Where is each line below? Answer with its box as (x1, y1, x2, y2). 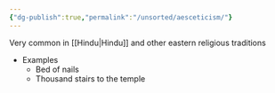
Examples (21, 54, 59, 65)
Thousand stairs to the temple (35, 73, 146, 84)
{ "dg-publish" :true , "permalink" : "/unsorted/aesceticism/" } (9, 12, 233, 22)
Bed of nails (35, 64, 80, 74)
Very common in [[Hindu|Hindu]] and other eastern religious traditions (9, 37, 267, 48)
